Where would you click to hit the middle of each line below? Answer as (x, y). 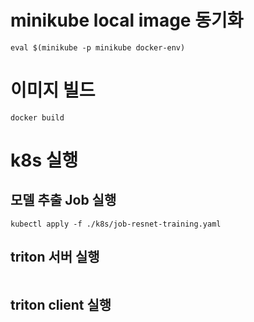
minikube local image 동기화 (127, 20)
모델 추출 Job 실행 (63, 200)
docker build (37, 117)
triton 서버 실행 (55, 257)
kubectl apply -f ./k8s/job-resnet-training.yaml (116, 224)
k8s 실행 (44, 160)
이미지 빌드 (53, 90)
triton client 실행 (61, 305)
